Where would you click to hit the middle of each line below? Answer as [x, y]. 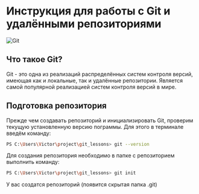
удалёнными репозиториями [84, 24]
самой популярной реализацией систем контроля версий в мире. [91, 87]
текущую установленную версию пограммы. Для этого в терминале [95, 127]
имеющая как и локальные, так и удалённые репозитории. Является [95, 80]
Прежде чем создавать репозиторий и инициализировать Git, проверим [100, 120]
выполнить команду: [33, 162]
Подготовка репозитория [56, 106]
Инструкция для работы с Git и [88, 11]
